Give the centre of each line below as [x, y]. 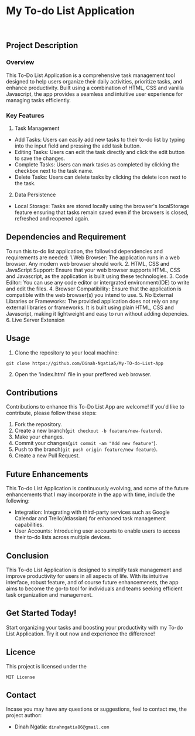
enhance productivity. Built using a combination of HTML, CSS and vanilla [95, 88]
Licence [21, 652]
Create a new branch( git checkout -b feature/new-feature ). [88, 431]
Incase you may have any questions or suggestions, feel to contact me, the [97, 709]
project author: [24, 715]
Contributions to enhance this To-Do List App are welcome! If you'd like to [95, 407]
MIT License [20, 677]
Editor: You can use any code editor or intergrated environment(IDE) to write [98, 282]
